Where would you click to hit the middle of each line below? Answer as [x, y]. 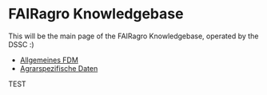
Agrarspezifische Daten [59, 68]
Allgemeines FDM [49, 60]
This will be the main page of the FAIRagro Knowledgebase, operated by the [133, 36]
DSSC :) [21, 44]
